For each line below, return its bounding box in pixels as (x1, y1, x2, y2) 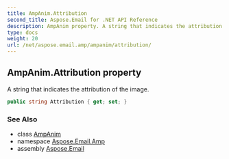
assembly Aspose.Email (16, 144, 84, 152)
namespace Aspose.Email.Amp (16, 137, 105, 145)
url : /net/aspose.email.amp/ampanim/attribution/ (7, 42, 152, 48)
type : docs (7, 29, 38, 36)
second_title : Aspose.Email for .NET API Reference (7, 16, 158, 23)
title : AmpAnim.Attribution (7, 10, 88, 17)
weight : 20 (7, 35, 38, 42)
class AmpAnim (16, 130, 62, 138)
